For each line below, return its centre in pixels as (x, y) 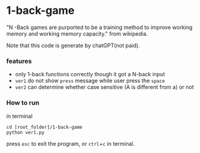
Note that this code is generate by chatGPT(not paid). (73, 45)
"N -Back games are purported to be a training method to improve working (99, 27)
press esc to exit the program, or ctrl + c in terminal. (71, 143)
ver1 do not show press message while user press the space (90, 81)
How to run (23, 103)
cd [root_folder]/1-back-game (45, 127)
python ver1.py (25, 132)
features (19, 61)
